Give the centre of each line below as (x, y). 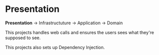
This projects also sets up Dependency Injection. (55, 47)
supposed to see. (23, 38)
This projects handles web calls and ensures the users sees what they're (80, 32)
